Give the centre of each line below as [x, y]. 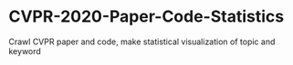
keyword [25, 51]
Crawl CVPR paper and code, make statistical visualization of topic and [142, 42]
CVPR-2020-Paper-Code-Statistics [146, 17]
